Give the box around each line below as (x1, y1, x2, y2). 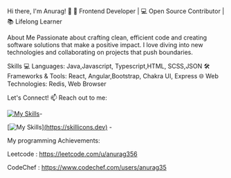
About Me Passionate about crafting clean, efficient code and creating (7, 33, 207, 42)
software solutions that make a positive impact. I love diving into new (7, 41, 203, 48)
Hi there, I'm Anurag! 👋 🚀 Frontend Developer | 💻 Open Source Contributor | (7, 7, 225, 15)
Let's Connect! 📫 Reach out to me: (7, 94, 107, 102)
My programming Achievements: (7, 136, 100, 145)
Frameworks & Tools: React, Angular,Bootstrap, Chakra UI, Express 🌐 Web (7, 72, 219, 80)
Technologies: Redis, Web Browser (7, 80, 107, 88)
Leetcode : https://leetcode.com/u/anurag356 (7, 150, 138, 158)
